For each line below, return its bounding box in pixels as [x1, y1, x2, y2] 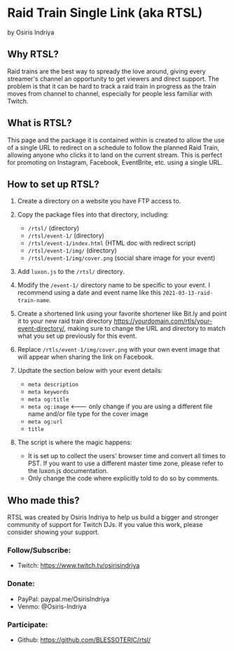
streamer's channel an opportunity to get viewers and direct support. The [7, 74, 219, 83]
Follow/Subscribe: [7, 545, 71, 555]
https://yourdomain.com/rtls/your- [113, 317, 212, 325]
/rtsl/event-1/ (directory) [27, 231, 105, 240]
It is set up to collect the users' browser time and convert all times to [27, 452, 226, 460]
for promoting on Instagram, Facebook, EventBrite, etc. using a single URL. [7, 158, 223, 166]
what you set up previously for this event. [17, 331, 137, 341]
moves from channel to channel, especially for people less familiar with [7, 89, 212, 97]
